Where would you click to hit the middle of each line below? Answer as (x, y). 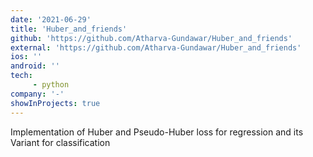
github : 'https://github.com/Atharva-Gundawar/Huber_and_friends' (151, 38)
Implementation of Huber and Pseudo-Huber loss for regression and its (157, 132)
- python (51, 85)
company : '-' (37, 94)
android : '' (35, 66)
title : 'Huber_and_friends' (69, 29)
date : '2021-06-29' (51, 19)
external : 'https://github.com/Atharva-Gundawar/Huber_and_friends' (156, 47)
